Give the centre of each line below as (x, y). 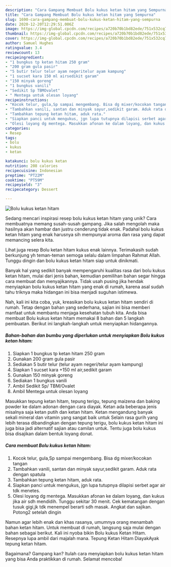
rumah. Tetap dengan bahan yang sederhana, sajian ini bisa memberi (78, 307)
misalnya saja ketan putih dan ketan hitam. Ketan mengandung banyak (79, 412)
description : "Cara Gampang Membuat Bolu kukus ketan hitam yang (76, 10)
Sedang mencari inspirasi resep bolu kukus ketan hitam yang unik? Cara (81, 218)
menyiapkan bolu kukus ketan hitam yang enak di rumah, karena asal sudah (85, 287)
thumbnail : (17, 34)
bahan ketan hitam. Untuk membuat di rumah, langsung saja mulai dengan (83, 527)
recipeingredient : (25, 57)
